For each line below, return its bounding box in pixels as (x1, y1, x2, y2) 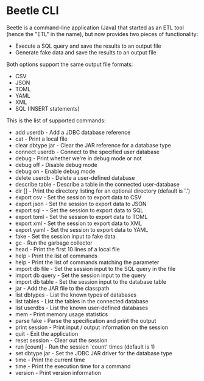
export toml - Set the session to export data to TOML (15, 213, 148, 220)
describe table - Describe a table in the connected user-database (15, 180, 180, 188)
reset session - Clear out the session (15, 336, 108, 344)
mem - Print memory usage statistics (15, 310, 108, 318)
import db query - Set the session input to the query (15, 272, 146, 279)
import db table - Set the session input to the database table (15, 278, 166, 285)
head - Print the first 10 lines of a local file (15, 245, 120, 253)
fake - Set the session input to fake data (15, 232, 116, 240)
